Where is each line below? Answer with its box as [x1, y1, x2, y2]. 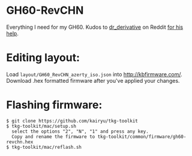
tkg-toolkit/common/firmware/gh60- [97, 133, 187, 140]
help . [6, 29, 19, 37]
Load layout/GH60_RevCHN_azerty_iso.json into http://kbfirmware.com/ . [6, 70, 183, 78]
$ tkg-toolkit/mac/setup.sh [6, 123, 77, 129]
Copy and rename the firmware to [11, 133, 95, 140]
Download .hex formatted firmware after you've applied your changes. [6, 77, 180, 84]
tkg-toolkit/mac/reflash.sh [11, 144, 82, 150]
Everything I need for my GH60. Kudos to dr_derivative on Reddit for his [6, 23, 184, 31]
